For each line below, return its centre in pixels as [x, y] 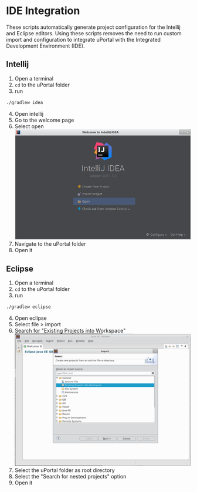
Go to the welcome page [44, 120]
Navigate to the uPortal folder [50, 244]
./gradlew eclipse [28, 307]
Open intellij [29, 113]
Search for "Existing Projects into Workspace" [70, 330]
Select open [29, 126]
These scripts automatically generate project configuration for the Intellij [93, 27]
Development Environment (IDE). [45, 46]
